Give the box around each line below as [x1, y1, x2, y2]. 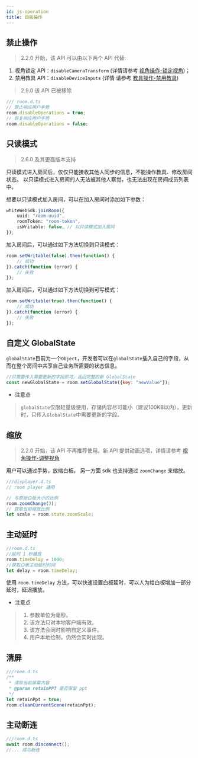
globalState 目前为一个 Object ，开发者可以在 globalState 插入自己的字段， [6, 355, 184, 362]
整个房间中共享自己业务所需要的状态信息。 [16, 362, 120, 369]
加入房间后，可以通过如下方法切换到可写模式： [6, 286, 120, 293]
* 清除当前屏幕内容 [8, 680, 50, 686]
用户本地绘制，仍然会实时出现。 [29, 634, 108, 641]
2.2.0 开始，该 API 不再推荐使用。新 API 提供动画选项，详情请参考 [20, 447, 181, 454]
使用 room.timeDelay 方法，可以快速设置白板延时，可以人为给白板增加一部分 [6, 579, 191, 586]
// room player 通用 [6, 484, 55, 490]
